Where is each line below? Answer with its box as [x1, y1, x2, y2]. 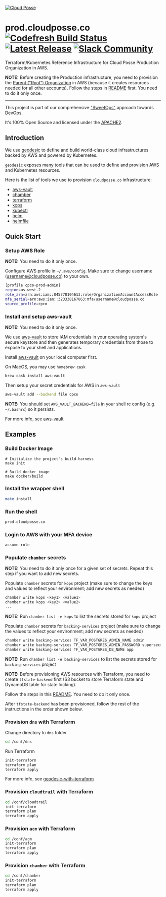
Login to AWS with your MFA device [5, 531, 92, 538]
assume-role [5, 542, 30, 548]
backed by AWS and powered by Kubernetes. [5, 152, 98, 158]
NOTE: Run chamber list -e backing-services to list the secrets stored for [5, 656, 157, 662]
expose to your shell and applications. [5, 345, 83, 351]
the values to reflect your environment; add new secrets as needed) [5, 628, 143, 634]
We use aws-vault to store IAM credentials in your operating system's [5, 334, 147, 340]
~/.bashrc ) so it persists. [5, 406, 55, 412]
